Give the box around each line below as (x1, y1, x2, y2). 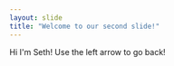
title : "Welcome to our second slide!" (9, 22, 160, 31)
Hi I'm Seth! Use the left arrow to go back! (9, 46, 166, 57)
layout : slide (9, 13, 63, 23)
